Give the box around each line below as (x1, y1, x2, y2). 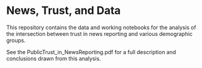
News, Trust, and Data (6, 4, 121, 18)
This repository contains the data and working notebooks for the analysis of (6, 24, 197, 31)
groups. (6, 36, 26, 44)
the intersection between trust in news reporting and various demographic (6, 30, 193, 37)
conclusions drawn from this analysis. (6, 55, 102, 62)
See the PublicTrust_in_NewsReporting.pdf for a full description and (6, 48, 176, 55)
